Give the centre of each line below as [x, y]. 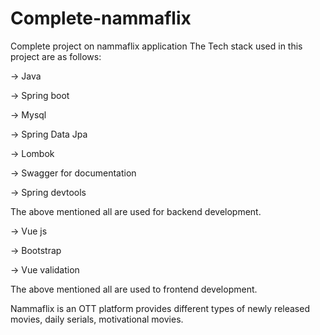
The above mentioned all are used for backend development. [136, 211]
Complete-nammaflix [101, 18]
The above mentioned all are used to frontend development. [134, 289]
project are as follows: [56, 56]
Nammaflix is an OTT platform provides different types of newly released [160, 308]
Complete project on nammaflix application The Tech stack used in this [156, 46]
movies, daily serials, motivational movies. [97, 319]
